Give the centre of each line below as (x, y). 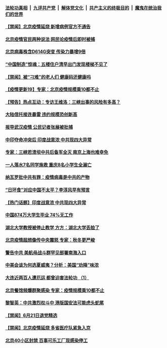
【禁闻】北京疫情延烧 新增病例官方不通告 (48, 27)
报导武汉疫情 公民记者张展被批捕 (39, 127)
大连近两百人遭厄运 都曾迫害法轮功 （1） (47, 278)
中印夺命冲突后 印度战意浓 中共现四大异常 (49, 140)
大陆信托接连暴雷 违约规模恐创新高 (41, 115)
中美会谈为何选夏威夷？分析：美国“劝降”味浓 (52, 265)
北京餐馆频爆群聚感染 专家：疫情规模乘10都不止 (55, 290)
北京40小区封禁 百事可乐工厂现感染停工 (47, 340)
